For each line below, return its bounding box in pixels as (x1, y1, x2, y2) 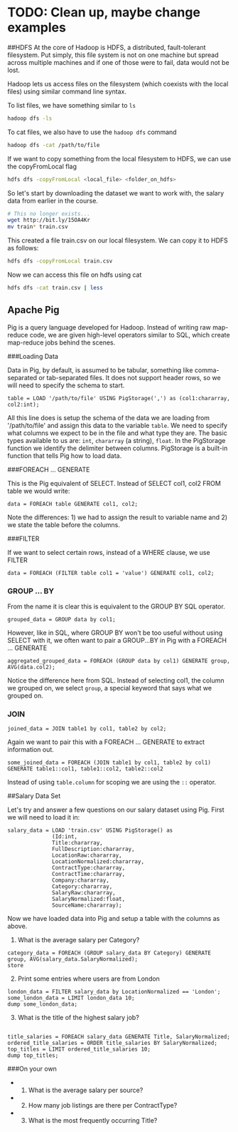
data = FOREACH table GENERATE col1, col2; (7, 500, 139, 507)
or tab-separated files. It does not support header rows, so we (38, 373, 222, 382)
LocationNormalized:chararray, (52, 858, 144, 865)
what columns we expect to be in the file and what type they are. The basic (7, 429, 227, 437)
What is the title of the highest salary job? (17, 1014, 140, 1022)
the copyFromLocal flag (7, 162, 77, 170)
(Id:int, (52, 833, 78, 840)
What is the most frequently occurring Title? (28, 1116, 158, 1125)
